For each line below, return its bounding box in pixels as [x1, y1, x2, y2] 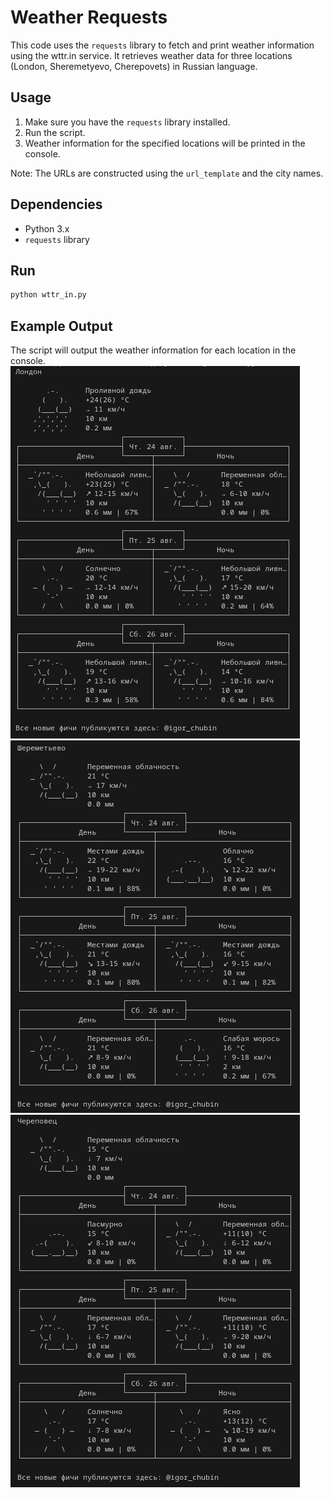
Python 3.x [24, 222, 70, 235]
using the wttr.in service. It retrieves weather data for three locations [10, 49, 293, 61]
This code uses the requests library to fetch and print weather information [10, 39, 315, 51]
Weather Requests [10, 6, 168, 29]
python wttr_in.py [10, 290, 87, 300]
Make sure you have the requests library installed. [24, 116, 231, 128]
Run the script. [24, 126, 86, 138]
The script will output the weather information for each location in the [10, 344, 297, 356]
